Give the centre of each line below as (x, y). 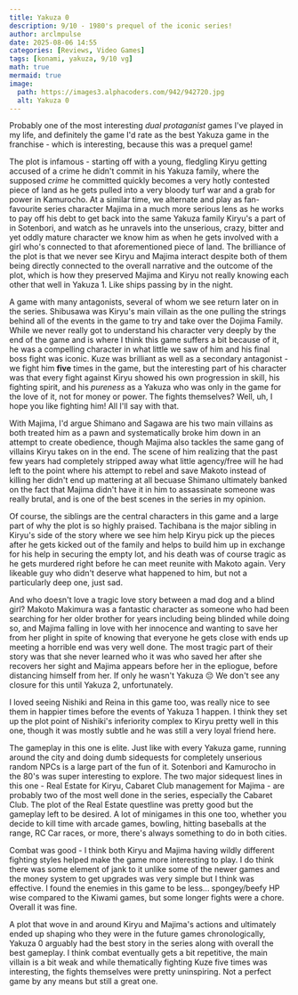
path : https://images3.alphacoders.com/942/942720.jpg (121, 92)
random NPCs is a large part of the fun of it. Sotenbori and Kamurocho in (143, 767)
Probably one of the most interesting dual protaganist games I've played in (146, 126)
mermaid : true (36, 76)
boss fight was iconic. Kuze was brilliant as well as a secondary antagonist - (149, 359)
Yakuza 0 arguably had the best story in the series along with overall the (141, 943)
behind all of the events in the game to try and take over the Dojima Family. (146, 321)
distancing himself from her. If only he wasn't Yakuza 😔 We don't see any (145, 676)
